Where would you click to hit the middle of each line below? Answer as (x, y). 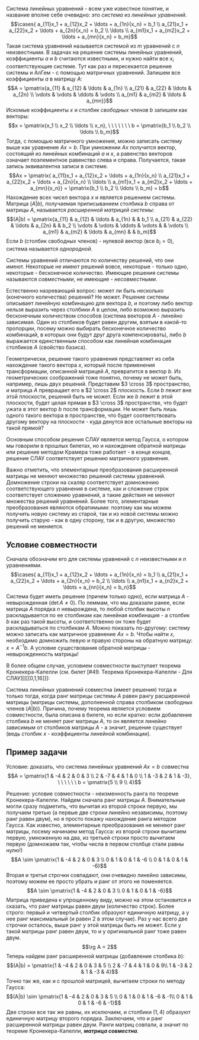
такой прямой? (25, 428)
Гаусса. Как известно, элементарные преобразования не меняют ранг (96, 825)
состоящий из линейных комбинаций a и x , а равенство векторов (89, 153)
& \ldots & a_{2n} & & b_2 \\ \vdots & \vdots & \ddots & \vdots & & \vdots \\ (99, 225)
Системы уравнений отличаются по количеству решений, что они (90, 260)
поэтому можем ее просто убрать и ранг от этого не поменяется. (90, 881)
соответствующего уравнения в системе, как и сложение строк (87, 489)
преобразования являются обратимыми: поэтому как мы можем (89, 507)
